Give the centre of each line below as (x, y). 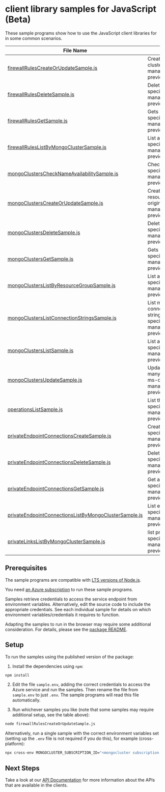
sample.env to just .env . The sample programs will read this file (75, 695)
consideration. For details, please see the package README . (66, 629)
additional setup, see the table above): (51, 715)
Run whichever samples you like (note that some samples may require (83, 710)
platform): (15, 744)
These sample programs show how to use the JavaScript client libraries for (81, 33)
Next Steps (22, 768)
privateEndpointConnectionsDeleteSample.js (59, 462)
